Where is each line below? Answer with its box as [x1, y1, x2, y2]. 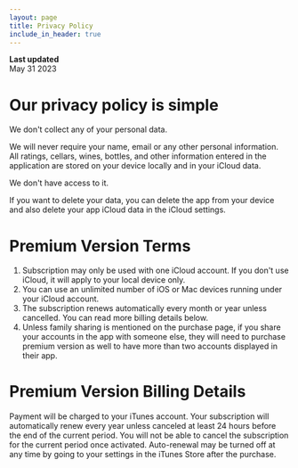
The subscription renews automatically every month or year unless [21, 303, 267, 314]
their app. [21, 350, 58, 361]
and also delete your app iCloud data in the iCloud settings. [9, 204, 227, 215]
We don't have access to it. [9, 177, 109, 188]
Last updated [9, 54, 60, 65]
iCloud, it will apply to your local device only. [21, 275, 186, 285]
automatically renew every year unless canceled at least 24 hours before [9, 421, 277, 431]
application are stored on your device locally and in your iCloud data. [9, 160, 262, 171]
